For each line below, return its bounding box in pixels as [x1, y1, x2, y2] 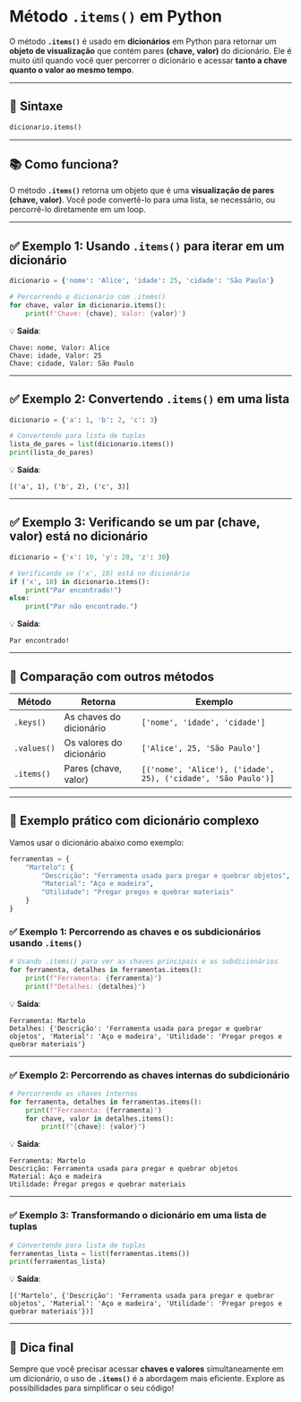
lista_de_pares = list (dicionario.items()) [9, 440, 175, 449]
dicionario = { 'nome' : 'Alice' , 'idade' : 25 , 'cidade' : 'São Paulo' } [9, 276, 275, 286]
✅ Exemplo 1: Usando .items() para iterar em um [9, 238, 285, 254]
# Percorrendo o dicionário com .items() [9, 293, 167, 302]
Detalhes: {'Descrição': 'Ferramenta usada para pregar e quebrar [9, 1024, 262, 1033]
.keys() [13, 717, 47, 727]
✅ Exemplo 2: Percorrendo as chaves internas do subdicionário [9, 1069, 290, 1081]
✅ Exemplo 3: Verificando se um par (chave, [9, 515, 261, 530]
